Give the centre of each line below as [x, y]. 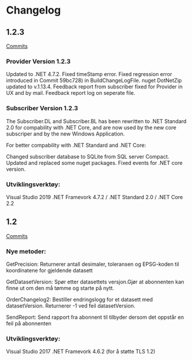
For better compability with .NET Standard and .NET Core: [76, 145]
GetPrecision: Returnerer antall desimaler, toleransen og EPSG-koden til [92, 264]
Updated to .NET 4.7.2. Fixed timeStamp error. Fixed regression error [89, 74]
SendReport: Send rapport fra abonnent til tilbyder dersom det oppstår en [95, 317]
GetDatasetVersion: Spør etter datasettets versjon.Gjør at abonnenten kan [95, 282]
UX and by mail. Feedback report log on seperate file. [71, 93]
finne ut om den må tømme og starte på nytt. [60, 288]
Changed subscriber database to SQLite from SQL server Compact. [88, 156]
